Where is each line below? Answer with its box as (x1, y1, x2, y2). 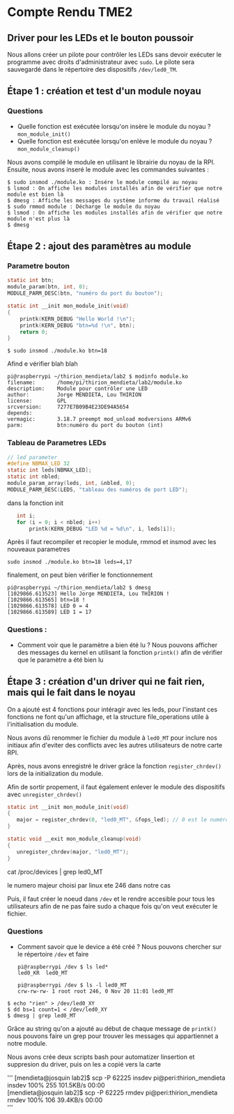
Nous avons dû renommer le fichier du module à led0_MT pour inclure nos (7, 733, 218, 742)
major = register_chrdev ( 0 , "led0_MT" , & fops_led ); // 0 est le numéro (16, 817, 229, 823)
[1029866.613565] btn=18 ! (7, 596, 86, 603)
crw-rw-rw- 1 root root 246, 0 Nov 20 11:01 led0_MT (17, 987, 174, 995)
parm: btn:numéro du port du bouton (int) (7, 422, 164, 429)
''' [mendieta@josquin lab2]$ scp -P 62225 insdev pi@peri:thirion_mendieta (7, 1074, 226, 1082)
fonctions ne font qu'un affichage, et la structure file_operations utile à (7, 712, 209, 721)
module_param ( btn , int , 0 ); (7, 284, 89, 291)
